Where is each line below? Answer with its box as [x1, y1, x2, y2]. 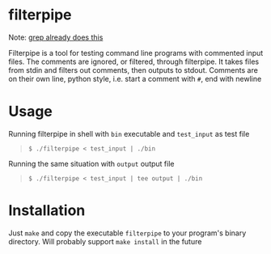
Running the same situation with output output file [8, 159, 175, 168]
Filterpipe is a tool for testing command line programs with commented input [8, 48, 264, 57]
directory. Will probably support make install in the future [8, 236, 202, 246]
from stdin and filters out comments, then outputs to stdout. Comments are [8, 65, 259, 74]
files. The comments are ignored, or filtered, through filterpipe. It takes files [8, 57, 260, 66]
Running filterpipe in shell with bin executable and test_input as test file [8, 129, 250, 138]
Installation [8, 201, 86, 220]
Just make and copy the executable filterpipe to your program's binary [8, 228, 247, 238]
